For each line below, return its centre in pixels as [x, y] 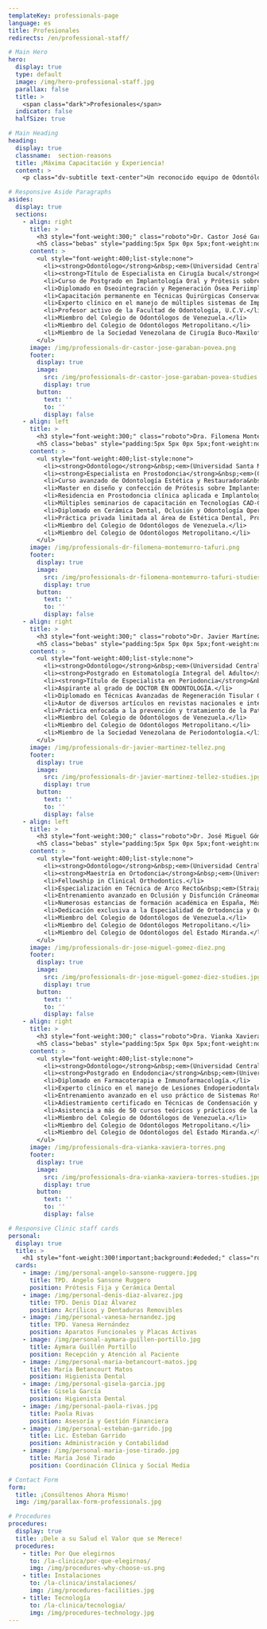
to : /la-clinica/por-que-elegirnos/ [90, 1561]
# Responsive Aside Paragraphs [60, 192]
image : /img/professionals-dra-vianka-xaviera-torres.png [127, 1148]
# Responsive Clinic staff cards [64, 1228]
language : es [30, 23]
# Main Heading [33, 133]
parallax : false [42, 89]
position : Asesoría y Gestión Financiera [99, 1421]
